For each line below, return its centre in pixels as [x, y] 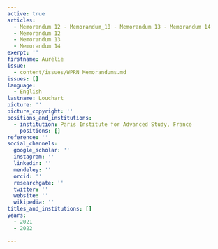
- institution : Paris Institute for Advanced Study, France [103, 124]
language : [22, 85]
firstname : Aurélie [36, 59]
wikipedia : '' [34, 202]
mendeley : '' [32, 170]
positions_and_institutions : [50, 118]
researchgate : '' [39, 183]
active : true [26, 14]
